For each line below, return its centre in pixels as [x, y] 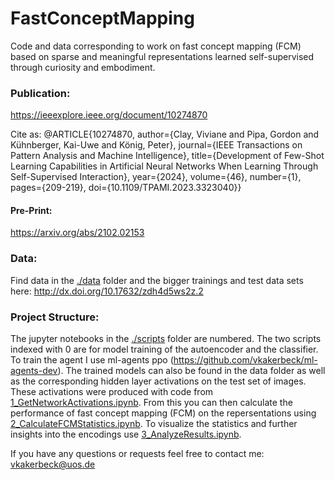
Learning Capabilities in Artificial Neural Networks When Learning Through [164, 166]
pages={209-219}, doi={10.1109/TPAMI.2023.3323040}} [126, 188]
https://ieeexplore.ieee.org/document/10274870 [109, 115]
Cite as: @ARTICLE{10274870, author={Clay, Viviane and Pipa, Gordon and [165, 134]
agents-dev [34, 371]
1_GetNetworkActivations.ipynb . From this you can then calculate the [151, 403]
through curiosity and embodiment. [83, 67]
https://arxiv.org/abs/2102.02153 [77, 233]
